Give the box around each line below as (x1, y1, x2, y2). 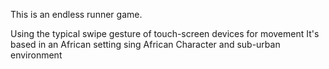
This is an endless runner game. (10, 9, 143, 20)
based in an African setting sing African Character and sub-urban (10, 39, 281, 50)
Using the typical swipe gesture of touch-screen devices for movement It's (10, 28, 320, 39)
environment (10, 49, 63, 61)
